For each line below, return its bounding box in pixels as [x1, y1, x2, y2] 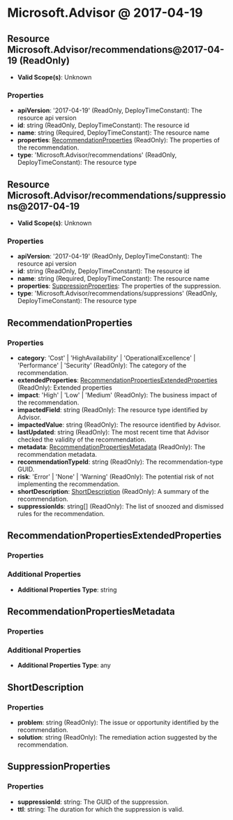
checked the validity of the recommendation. [17, 435, 146, 444]
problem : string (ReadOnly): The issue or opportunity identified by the [17, 718, 219, 726]
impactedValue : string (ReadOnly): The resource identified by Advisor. [17, 420, 221, 429]
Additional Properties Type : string [17, 585, 117, 594]
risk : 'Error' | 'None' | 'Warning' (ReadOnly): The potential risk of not [17, 473, 214, 481]
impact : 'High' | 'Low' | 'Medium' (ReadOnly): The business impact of [17, 391, 218, 400]
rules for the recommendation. [17, 510, 105, 518]
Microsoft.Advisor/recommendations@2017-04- [7, 43, 225, 55]
